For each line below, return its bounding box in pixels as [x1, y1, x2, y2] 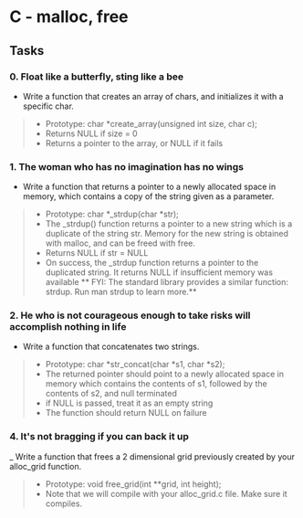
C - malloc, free [9, 6, 130, 27]
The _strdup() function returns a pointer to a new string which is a [45, 218, 293, 229]
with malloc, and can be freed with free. [45, 238, 196, 248]
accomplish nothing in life [9, 321, 127, 333]
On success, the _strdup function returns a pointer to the [45, 258, 259, 269]
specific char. [22, 100, 75, 111]
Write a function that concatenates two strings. [22, 341, 200, 353]
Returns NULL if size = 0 [45, 128, 139, 139]
